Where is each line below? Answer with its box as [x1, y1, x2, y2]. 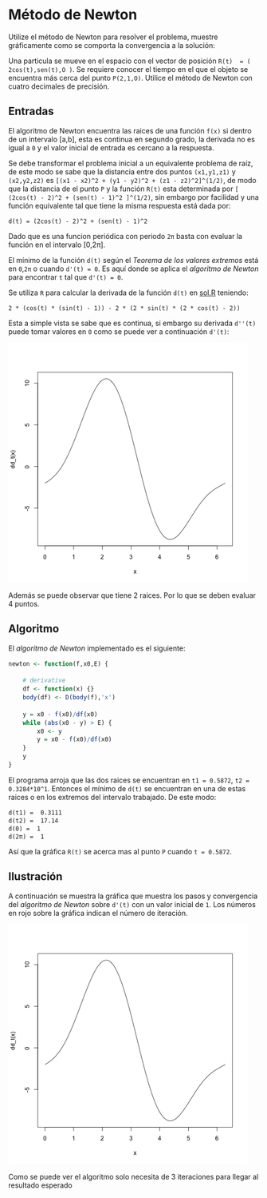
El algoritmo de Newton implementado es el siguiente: [8, 643, 186, 653]
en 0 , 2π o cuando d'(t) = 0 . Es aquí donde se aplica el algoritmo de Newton [8, 264, 259, 273]
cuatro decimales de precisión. [8, 82, 110, 91]
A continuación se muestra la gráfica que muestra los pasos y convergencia [8, 891, 258, 901]
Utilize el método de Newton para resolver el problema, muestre [8, 32, 218, 42]
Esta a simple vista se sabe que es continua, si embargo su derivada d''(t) [8, 318, 257, 328]
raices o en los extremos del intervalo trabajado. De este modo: [8, 792, 217, 802]
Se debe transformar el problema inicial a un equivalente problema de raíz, [8, 158, 253, 168]
